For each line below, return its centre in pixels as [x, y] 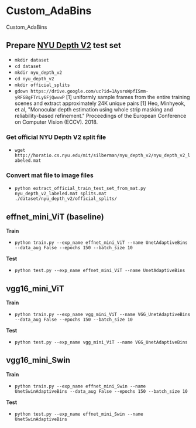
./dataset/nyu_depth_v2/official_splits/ [66, 199]
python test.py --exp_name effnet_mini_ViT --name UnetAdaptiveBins [100, 271]
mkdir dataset [32, 60]
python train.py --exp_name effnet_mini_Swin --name [80, 386]
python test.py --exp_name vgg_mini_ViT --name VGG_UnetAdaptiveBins [101, 342]
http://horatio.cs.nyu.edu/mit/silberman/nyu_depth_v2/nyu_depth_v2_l [102, 156]
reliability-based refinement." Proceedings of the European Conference [100, 116]
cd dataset [28, 66]
